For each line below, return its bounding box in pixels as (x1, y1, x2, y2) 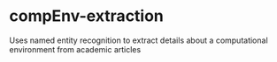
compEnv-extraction (9, 6, 164, 26)
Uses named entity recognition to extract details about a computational (9, 35, 268, 45)
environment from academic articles (9, 44, 142, 54)
